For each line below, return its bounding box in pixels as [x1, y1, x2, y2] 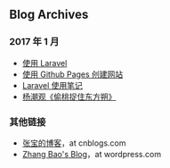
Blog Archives [9, 7, 89, 22]
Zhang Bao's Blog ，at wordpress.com [21, 148, 162, 159]
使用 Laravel [21, 57, 68, 68]
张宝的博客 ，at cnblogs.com [21, 138, 126, 148]
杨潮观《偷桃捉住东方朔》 [21, 91, 117, 102]
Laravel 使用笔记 [21, 80, 83, 90]
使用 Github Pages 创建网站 [21, 69, 124, 80]
